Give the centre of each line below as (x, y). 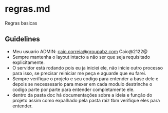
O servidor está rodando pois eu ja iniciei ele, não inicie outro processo (87, 67)
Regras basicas (21, 23)
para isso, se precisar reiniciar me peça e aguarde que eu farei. (79, 73)
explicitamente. (28, 62)
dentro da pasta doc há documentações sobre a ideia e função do (82, 95)
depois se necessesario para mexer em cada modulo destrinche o (82, 84)
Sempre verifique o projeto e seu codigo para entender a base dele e (85, 78)
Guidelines (22, 39)
